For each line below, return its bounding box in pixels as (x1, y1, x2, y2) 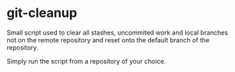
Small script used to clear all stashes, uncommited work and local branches (6, 28, 229, 37)
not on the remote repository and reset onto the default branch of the (6, 35, 210, 44)
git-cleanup (6, 5, 78, 21)
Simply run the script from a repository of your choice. (6, 56, 167, 65)
